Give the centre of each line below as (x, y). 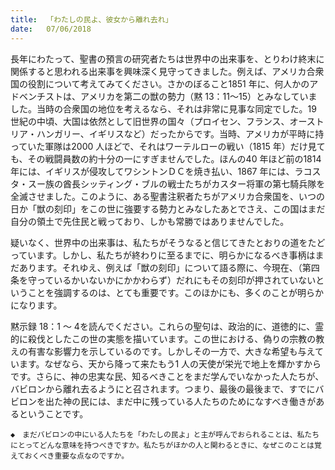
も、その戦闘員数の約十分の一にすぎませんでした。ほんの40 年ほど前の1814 (166, 158)
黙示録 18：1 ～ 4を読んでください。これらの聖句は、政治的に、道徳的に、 (163, 326)
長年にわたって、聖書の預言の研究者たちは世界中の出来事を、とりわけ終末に (167, 58)
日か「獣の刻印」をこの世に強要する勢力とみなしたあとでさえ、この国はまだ (168, 208)
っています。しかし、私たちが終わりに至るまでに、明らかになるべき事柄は (163, 255)
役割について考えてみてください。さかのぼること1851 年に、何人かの (168, 83)
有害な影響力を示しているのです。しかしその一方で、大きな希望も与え (171, 351)
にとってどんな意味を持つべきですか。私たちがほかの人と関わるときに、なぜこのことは (162, 445)
